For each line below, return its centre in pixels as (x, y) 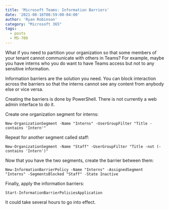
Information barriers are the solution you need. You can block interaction (81, 78)
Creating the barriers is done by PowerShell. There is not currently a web (81, 99)
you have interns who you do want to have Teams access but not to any (80, 63)
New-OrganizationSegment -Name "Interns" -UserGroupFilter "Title (76, 123)
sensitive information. (28, 68)
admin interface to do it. (30, 104)
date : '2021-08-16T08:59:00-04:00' (43, 15)
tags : (11, 29)
